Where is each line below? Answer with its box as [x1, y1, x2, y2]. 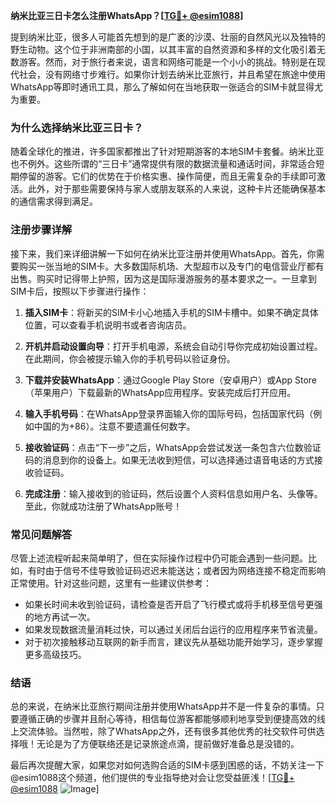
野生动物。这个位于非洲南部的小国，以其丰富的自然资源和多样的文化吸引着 [10, 44, 317, 55]
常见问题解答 [10, 527, 73, 541]
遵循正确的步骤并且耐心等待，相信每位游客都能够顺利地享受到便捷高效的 [18, 713, 317, 725]
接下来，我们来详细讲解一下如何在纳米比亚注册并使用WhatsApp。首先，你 [10, 247, 317, 259]
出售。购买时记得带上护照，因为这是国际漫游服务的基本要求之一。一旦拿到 [10, 272, 317, 284]
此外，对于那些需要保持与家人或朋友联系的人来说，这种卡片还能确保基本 [27, 183, 326, 195]
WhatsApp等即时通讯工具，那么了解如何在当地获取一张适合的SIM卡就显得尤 [10, 81, 323, 93]
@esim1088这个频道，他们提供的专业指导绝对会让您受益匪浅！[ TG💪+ [10, 772, 295, 784]
